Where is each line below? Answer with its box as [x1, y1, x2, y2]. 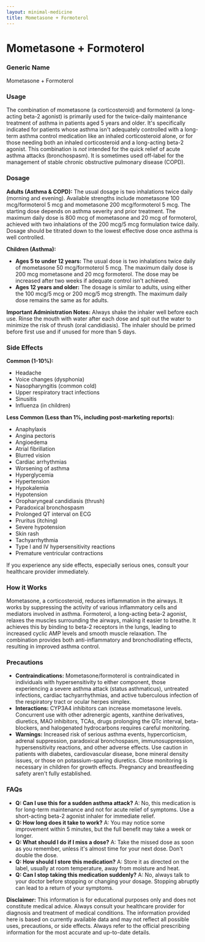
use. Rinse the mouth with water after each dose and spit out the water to [6, 314, 192, 322]
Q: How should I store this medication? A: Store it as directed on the [15, 858, 189, 865]
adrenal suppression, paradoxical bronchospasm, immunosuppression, [15, 738, 195, 745]
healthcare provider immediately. [6, 567, 90, 575]
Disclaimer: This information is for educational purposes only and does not [6, 896, 196, 903]
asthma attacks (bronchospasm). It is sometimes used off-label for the [6, 152, 184, 160]
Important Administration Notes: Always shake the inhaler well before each [6, 308, 199, 316]
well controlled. [6, 233, 45, 241]
